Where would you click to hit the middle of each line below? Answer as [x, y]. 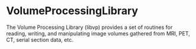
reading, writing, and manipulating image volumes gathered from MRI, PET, [98, 33]
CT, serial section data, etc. [40, 40]
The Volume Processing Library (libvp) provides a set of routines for [89, 27]
